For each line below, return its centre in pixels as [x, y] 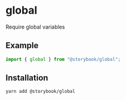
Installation [27, 78]
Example [22, 46]
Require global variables [35, 27]
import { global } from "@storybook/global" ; [63, 59]
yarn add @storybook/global [41, 92]
